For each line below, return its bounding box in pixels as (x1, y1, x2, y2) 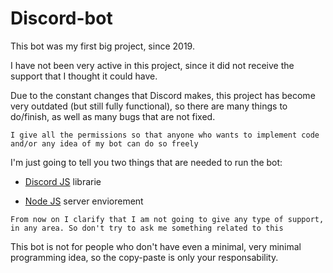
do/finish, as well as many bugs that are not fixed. (10, 110, 216, 122)
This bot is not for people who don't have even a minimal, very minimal (10, 240, 302, 252)
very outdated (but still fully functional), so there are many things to (10, 100, 288, 112)
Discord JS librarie (24, 175, 102, 187)
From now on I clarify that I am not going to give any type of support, (10, 214, 325, 224)
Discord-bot (10, 7, 113, 30)
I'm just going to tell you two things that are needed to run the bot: (10, 156, 283, 168)
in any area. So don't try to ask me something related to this (10, 223, 284, 233)
